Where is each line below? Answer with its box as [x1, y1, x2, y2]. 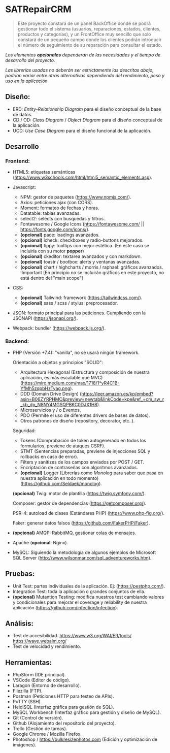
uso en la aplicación [5, 78, 48, 84]
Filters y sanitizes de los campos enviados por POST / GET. [20, 459, 145, 465]
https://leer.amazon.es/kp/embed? [81, 390, 154, 397]
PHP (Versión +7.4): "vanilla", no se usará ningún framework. [12, 349, 140, 355]
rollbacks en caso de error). [20, 453, 79, 460]
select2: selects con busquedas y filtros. [20, 216, 105, 222]
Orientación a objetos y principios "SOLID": [12, 359, 103, 365]
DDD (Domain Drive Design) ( [20, 390, 82, 397]
